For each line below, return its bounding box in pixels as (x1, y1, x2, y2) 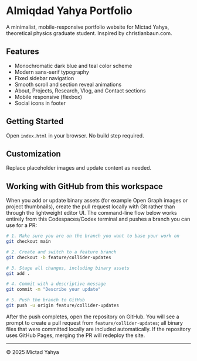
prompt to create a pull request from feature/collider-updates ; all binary (6, 319, 184, 326)
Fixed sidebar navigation (14, 74, 74, 81)
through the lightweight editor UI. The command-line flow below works (6, 209, 177, 216)
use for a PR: (6, 222, 37, 229)
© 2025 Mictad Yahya (6, 348, 60, 355)
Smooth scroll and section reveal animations (14, 81, 122, 88)
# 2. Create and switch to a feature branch (6, 249, 117, 255)
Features (6, 47, 39, 57)
